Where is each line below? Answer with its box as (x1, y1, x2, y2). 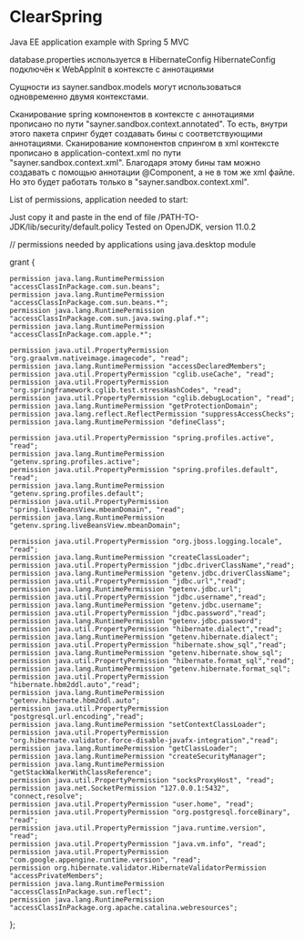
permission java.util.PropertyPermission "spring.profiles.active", (9, 433, 275, 442)
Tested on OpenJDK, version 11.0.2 (125, 221, 257, 232)
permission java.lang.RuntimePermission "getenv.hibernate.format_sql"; (9, 664, 291, 673)
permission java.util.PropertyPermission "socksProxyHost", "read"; (9, 775, 275, 784)
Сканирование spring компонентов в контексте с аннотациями (9, 108, 255, 119)
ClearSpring (9, 6, 103, 27)
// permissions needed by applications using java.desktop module (9, 238, 257, 249)
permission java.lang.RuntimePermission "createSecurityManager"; (9, 752, 267, 761)
